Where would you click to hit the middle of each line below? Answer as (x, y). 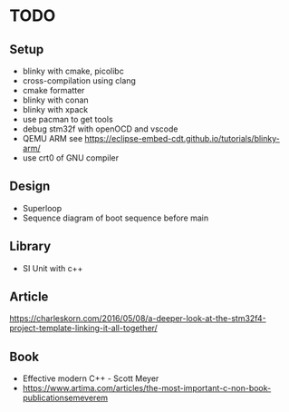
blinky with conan (55, 100)
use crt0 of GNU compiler (71, 158)
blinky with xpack (55, 109)
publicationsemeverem (65, 398)
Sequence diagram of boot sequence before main (116, 218)
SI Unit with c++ (53, 268)
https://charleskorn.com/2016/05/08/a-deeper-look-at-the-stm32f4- (138, 319)
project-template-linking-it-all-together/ (84, 329)
